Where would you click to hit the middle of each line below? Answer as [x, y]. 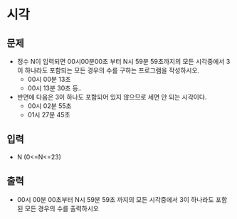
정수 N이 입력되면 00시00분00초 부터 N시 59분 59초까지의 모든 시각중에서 [121, 62]
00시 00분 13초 [49, 79]
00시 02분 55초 [49, 106]
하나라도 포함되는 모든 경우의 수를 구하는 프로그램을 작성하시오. [112, 70]
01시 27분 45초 [49, 115]
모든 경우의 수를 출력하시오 [62, 208]
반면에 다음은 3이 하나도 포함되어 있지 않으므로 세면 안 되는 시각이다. [112, 97]
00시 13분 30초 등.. [55, 88]
